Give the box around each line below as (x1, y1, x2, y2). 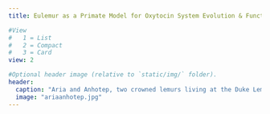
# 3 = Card (8, 49, 52, 57)
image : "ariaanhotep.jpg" (15, 93, 103, 101)
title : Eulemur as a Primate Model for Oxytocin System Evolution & (8, 11, 243, 20)
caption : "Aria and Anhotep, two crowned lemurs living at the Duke (15, 85, 250, 93)
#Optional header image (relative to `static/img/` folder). (8, 71, 218, 79)
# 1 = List (8, 34, 52, 42)
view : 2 (8, 56, 35, 64)
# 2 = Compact (8, 41, 63, 49)
